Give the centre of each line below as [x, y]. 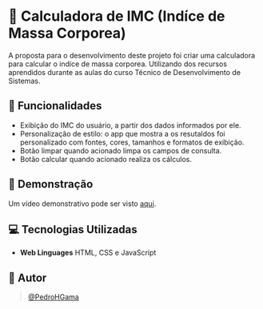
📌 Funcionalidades [55, 106]
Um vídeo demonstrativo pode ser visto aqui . [82, 204]
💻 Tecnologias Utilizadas [73, 230]
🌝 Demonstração [51, 184]
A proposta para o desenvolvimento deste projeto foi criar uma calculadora [132, 55]
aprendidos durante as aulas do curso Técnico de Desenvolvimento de [125, 72]
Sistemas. [24, 81]
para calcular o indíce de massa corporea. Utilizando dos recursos [118, 64]
